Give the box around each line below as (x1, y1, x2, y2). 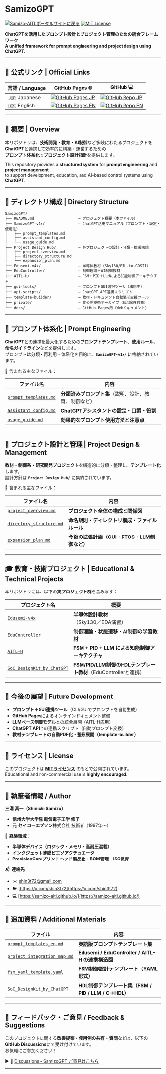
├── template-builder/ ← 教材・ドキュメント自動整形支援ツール (5, 295, 149, 300)
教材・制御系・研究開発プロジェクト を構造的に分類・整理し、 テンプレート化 (5, 462, 161, 468)
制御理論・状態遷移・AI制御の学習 (73, 628, 153, 635)
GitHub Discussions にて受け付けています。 (5, 1041, 94, 1047)
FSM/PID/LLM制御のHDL (73, 661, 131, 668)
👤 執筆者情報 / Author (5, 792, 71, 800)
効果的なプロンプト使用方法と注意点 (60, 417, 145, 424)
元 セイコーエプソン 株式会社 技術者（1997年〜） (12, 822, 111, 828)
